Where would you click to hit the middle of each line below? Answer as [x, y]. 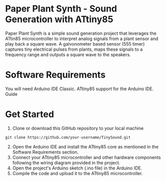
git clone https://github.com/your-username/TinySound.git [68, 137]
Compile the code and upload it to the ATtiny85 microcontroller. [77, 173]
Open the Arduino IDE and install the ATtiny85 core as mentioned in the [85, 146]
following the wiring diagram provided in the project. [66, 162]
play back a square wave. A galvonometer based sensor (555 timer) [75, 44]
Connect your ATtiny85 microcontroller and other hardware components [86, 157]
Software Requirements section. [45, 152]
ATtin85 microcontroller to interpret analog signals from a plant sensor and [82, 39]
